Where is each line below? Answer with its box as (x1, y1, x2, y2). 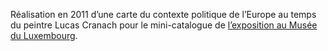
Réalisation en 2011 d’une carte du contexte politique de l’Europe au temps (10, 9, 317, 20)
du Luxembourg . (10, 30, 78, 41)
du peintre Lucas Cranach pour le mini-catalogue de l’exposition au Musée (10, 19, 318, 31)
